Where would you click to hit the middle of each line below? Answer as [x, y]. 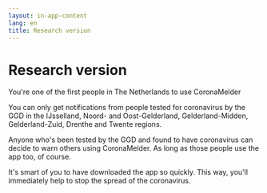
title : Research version [50, 30]
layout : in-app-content [48, 16]
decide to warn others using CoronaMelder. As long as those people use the [134, 148]
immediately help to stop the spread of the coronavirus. [100, 181]
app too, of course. [40, 157]
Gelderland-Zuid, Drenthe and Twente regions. [85, 124]
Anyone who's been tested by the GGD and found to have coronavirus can [131, 140]
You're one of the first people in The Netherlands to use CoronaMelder [125, 92]
